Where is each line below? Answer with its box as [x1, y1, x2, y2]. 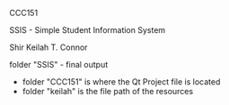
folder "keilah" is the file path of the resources [22, 86, 194, 96]
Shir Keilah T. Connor [9, 42, 88, 52]
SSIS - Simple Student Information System [9, 25, 166, 35]
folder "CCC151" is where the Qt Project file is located [22, 77, 221, 87]
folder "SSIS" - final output [9, 60, 109, 69]
